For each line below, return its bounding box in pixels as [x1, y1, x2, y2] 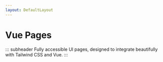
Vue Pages [5, 29, 52, 41]
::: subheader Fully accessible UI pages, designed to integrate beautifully [5, 46, 158, 52]
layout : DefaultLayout [5, 7, 53, 13]
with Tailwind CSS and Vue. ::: [5, 51, 68, 57]
